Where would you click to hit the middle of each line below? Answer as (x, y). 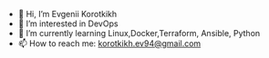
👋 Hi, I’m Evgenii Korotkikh (67, 14)
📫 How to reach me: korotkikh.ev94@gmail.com (109, 43)
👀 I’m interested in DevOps (68, 24)
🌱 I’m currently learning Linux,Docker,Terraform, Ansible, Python (139, 33)
